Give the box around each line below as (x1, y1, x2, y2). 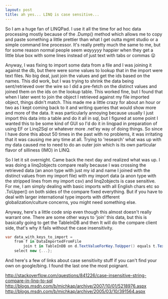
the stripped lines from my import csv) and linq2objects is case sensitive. (5, 178, 156, 184)
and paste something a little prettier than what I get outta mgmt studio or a (5, 36, 158, 42)
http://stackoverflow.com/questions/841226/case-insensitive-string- (5, 272, 146, 278)
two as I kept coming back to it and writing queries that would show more (5, 104, 156, 110)
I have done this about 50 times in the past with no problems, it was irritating (5, 131, 163, 137)
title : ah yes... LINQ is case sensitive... (5, 12, 99, 17)
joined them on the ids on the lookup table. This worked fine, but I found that (5, 88, 163, 94)
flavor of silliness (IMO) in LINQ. (5, 147, 71, 153)
